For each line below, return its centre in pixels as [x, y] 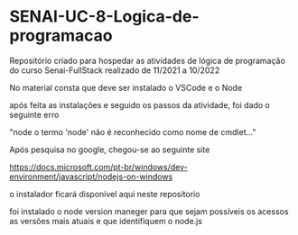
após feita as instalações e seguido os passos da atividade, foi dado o [140, 104]
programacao [61, 36]
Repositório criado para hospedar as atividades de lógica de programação [148, 60]
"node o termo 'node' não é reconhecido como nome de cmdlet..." [133, 131]
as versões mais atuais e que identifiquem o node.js [106, 221]
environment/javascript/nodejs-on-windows [91, 176]
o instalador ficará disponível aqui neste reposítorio [105, 194]
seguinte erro [34, 114]
